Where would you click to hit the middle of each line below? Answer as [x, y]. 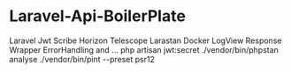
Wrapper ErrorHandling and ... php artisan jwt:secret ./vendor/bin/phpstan [144, 49]
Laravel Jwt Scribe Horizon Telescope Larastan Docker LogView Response [145, 40]
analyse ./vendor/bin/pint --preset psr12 [82, 59]
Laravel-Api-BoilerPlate [97, 16]
